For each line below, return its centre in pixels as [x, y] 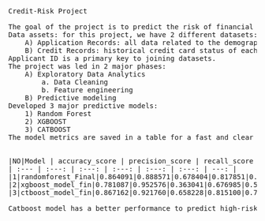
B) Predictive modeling [71, 98]
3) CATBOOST [48, 129]
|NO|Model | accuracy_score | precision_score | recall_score [131, 161]
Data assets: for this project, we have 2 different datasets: [133, 35]
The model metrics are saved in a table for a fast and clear [131, 137]
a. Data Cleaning [75, 82]
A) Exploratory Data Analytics [85, 74]
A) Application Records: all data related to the [123, 43]
